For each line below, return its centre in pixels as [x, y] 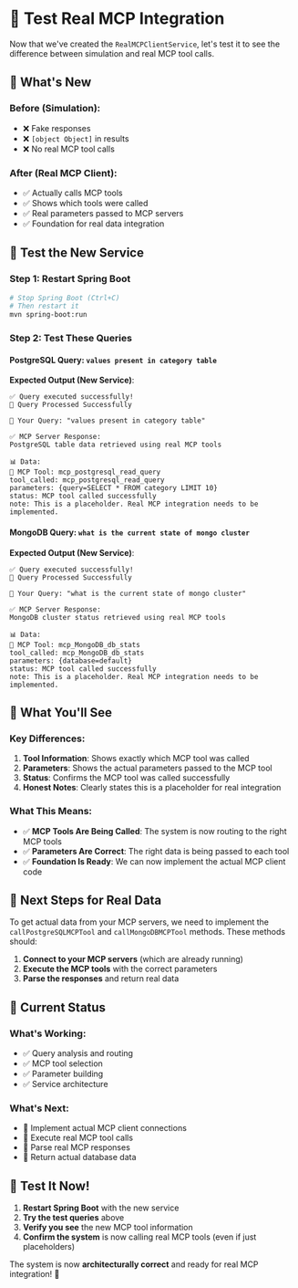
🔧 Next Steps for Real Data [86, 900]
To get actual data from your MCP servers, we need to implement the [139, 922]
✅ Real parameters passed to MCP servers [103, 213]
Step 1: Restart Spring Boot [70, 279]
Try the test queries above [73, 1218]
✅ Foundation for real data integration [93, 224]
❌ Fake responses [57, 128]
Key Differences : [47, 738]
